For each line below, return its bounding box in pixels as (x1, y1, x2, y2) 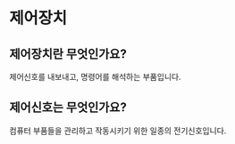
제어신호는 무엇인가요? (9, 100, 127, 116)
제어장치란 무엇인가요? (9, 46, 127, 61)
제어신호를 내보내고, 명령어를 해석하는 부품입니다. (9, 72, 181, 82)
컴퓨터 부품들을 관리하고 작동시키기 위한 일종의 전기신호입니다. (9, 125, 227, 136)
